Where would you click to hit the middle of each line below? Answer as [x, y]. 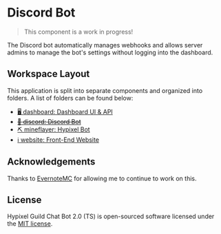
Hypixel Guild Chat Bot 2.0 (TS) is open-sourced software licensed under [111, 216]
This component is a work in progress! [78, 32]
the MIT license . [30, 224]
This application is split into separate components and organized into [105, 90]
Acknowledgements [51, 162]
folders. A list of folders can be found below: [70, 98]
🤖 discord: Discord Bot [49, 121]
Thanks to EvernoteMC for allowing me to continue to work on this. [102, 178]
